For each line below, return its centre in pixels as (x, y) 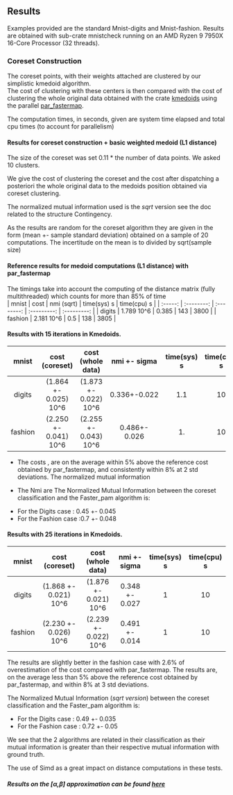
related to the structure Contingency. (60, 214)
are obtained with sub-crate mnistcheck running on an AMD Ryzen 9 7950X (115, 35)
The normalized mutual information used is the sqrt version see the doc (109, 207)
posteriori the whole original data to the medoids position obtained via (107, 186)
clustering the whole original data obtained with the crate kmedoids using (112, 98)
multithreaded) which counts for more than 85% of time (87, 296)
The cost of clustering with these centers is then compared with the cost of (115, 91)
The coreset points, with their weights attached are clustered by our (104, 76)
